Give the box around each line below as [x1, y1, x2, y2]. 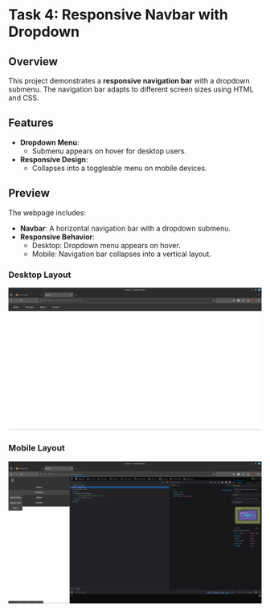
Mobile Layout [8, 443, 66, 454]
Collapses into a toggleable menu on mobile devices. [31, 163, 207, 173]
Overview [8, 55, 59, 68]
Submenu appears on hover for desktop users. [31, 146, 187, 156]
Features [8, 116, 54, 130]
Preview [8, 186, 51, 200]
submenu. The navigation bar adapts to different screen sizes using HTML [8, 84, 255, 94]
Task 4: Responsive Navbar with [8, 6, 229, 24]
